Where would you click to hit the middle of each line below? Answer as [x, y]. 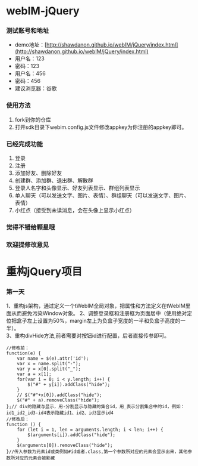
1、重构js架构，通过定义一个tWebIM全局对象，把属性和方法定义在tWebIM [96, 306]
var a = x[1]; [34, 374]
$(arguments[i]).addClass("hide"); [72, 435]
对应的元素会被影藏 [35, 458]
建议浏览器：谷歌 [36, 88]
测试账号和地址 [28, 31]
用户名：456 [30, 73]
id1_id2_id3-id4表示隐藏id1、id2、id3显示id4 [60, 413]
